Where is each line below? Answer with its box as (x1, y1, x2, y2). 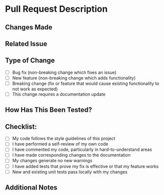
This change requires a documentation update (12, 91, 106, 97)
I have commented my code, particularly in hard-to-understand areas (12, 146, 152, 153)
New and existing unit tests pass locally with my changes (12, 168, 128, 175)
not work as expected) (12, 86, 58, 92)
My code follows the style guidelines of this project (12, 136, 116, 141)
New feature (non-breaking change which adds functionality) (12, 75, 136, 81)
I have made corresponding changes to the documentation (12, 152, 131, 158)
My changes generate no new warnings (12, 158, 93, 164)
